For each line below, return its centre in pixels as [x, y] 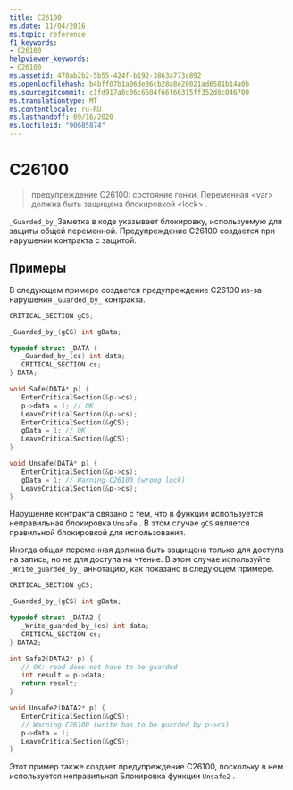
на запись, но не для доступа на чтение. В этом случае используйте [140, 559]
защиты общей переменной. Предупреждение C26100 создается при [142, 231]
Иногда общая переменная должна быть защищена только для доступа [146, 550]
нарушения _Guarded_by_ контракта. [77, 299]
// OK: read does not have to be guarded [99, 667]
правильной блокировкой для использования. [97, 533]
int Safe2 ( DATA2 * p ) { [51, 659]
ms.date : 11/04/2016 [48, 26]
